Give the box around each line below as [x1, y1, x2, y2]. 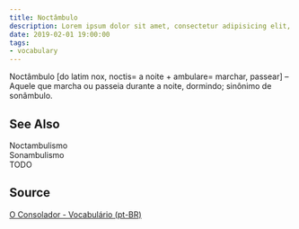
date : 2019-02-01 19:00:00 [9, 30, 110, 39]
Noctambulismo [9, 140, 68, 151]
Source [9, 185, 51, 200]
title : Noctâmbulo [9, 13, 78, 22]
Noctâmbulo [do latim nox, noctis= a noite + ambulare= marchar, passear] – [9, 71, 289, 82]
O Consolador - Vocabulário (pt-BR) [9, 208, 142, 220]
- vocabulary [9, 47, 58, 56]
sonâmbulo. [9, 91, 53, 101]
